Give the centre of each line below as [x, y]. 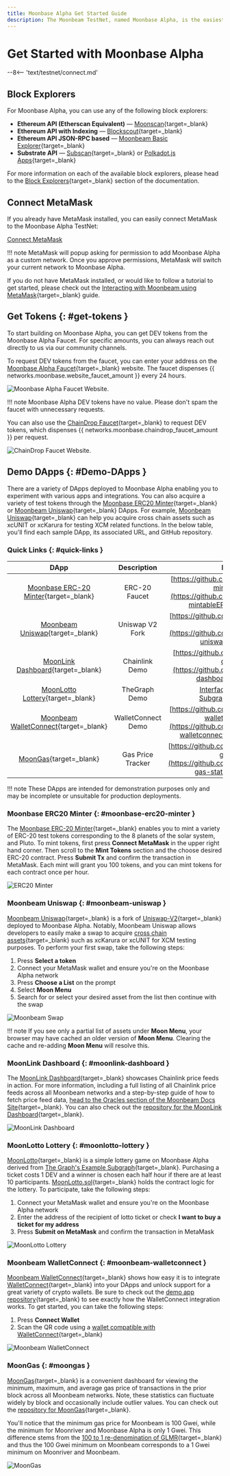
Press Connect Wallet [48, 1320]
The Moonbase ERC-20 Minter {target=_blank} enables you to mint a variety [114, 829]
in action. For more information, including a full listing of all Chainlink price [112, 1085]
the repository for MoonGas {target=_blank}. [69, 1410]
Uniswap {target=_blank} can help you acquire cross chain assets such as [111, 517]
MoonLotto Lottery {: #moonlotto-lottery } [78, 1145]
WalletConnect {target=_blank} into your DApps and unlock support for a [109, 1285]
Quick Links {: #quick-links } [55, 550]
